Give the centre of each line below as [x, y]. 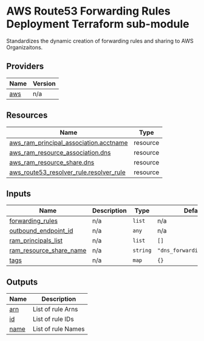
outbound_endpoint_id [41, 231]
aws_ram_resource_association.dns [60, 152]
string [142, 251]
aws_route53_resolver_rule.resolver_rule [67, 172]
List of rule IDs [53, 319]
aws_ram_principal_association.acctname [69, 143]
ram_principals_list [36, 241]
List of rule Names [59, 329]
